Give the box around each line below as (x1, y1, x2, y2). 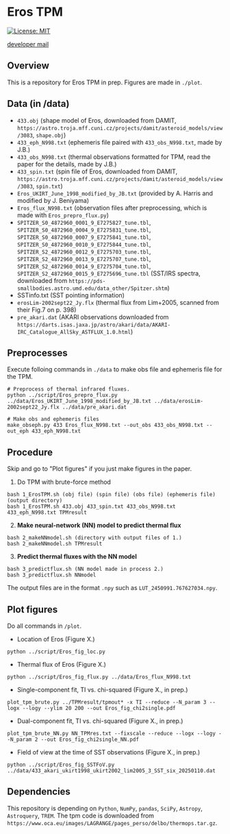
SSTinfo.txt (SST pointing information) (16, 291, 125, 299)
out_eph (7, 428, 29, 435)
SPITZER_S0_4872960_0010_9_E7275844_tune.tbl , (16, 240, 151, 248)
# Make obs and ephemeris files (7, 416, 99, 423)
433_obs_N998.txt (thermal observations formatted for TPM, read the (16, 152, 211, 161)
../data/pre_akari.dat (62, 404, 127, 411)
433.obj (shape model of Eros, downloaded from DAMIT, (16, 116, 177, 124)
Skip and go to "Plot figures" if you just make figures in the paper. (7, 465, 192, 473)
